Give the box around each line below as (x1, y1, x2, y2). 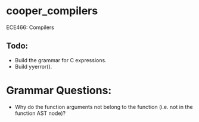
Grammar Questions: (6, 84, 112, 97)
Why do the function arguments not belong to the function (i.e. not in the (14, 103, 193, 110)
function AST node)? (14, 110, 66, 117)
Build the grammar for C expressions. (14, 56, 107, 63)
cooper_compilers (6, 4, 98, 18)
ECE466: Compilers (6, 24, 55, 31)
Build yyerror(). (14, 63, 52, 70)
